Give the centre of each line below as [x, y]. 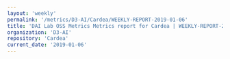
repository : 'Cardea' [38, 39]
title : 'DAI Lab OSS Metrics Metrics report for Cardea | [91, 26]
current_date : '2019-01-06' [47, 45]
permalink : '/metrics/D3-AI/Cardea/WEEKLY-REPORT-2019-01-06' [98, 20]
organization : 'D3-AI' [39, 32]
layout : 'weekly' [32, 13]
